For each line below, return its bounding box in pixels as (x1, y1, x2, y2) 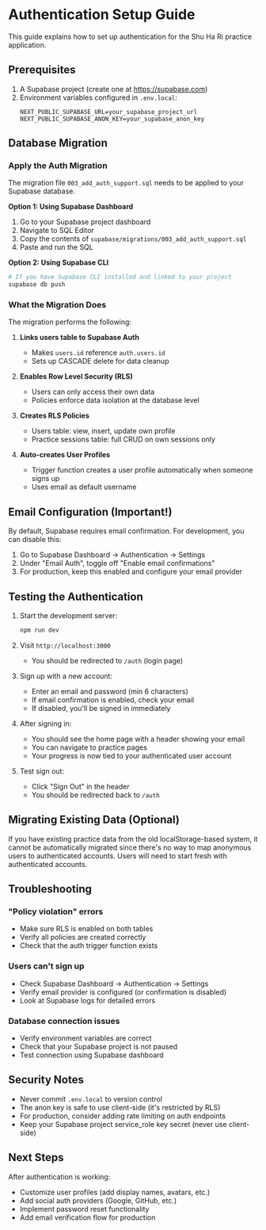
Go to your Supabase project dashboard (19, 217, 151, 227)
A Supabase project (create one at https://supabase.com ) (19, 84, 208, 94)
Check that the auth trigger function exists (19, 941, 158, 950)
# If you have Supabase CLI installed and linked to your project (8, 273, 232, 281)
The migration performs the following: (8, 317, 132, 327)
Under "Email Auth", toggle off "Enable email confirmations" (19, 559, 215, 568)
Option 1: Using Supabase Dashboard (8, 202, 134, 212)
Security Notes (8, 1073, 85, 1087)
